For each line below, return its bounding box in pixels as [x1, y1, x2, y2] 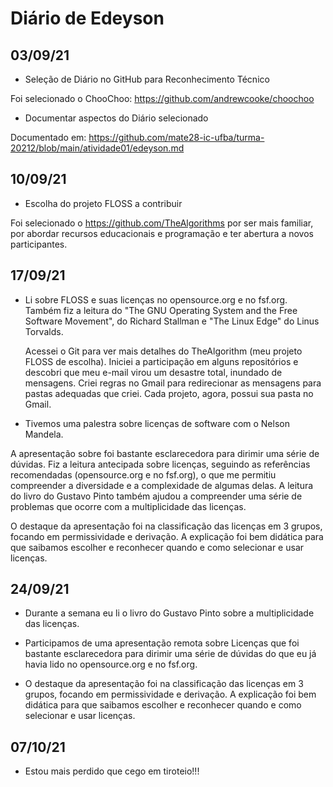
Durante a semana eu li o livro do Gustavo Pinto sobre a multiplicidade [24, 607, 315, 619]
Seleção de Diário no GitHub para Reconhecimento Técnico [24, 73, 270, 85]
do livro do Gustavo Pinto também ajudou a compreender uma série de [10, 490, 303, 502]
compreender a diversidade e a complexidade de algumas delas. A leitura [10, 479, 314, 491]
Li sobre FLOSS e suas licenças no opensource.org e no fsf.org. [24, 293, 288, 306]
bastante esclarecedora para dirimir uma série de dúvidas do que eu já [24, 648, 317, 660]
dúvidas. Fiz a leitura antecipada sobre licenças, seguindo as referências [10, 458, 311, 470]
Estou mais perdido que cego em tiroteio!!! [24, 765, 200, 777]
